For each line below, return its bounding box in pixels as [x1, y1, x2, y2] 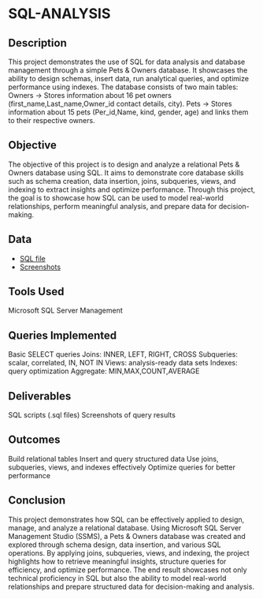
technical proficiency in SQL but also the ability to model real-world [8, 573, 227, 582]
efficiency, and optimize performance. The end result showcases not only [8, 565, 247, 575]
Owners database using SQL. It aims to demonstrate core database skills [8, 167, 244, 178]
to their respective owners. [8, 116, 96, 125]
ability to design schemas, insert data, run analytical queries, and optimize [8, 74, 250, 83]
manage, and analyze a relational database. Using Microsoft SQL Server [8, 522, 242, 533]
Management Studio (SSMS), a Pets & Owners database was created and [8, 531, 246, 541]
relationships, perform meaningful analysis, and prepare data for [8, 201, 217, 211]
